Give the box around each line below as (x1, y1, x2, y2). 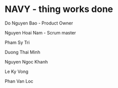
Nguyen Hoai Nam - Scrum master (5, 29, 76, 35)
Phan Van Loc (5, 78, 34, 84)
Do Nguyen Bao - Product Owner (5, 20, 73, 26)
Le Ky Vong (5, 68, 29, 74)
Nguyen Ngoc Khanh (5, 58, 48, 64)
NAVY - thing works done (5, 3, 113, 15)
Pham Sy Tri (5, 39, 30, 45)
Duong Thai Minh (5, 49, 41, 55)
